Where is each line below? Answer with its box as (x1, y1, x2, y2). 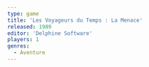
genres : (7, 43, 30, 50)
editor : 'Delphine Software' (7, 29, 93, 37)
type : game (7, 10, 39, 17)
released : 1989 (7, 23, 52, 30)
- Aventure (13, 50, 46, 57)
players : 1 (7, 36, 39, 43)
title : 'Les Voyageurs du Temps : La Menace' (7, 17, 143, 24)
